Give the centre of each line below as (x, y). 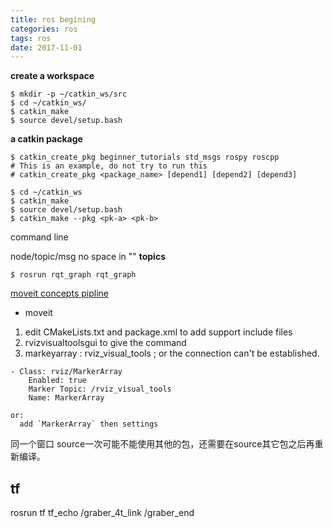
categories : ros (44, 29)
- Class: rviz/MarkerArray (66, 372)
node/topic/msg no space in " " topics (88, 257)
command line (39, 237)
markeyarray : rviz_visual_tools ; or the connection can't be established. (172, 353)
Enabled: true (57, 381)
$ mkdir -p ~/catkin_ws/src (69, 94)
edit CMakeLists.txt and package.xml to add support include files (158, 332)
